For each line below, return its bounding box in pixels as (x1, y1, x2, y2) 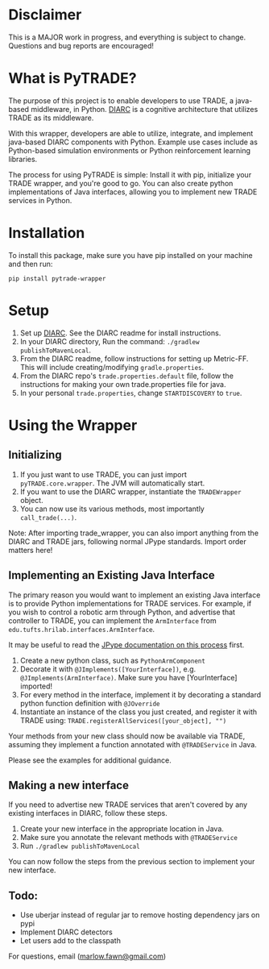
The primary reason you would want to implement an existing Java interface (8, 590, 261, 600)
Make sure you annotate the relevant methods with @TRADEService (19, 833, 238, 842)
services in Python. (8, 195, 72, 205)
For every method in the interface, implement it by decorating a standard (19, 689, 262, 699)
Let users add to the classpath (19, 936, 121, 946)
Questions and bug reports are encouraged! (8, 40, 155, 50)
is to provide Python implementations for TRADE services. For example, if (8, 598, 252, 608)
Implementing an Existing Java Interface (8, 568, 215, 582)
